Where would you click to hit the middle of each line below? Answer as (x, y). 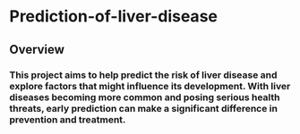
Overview (37, 50)
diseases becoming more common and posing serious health (145, 97)
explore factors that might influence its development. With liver (150, 86)
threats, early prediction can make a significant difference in (143, 108)
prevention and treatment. (68, 120)
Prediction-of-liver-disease (113, 17)
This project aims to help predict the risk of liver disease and (143, 75)
